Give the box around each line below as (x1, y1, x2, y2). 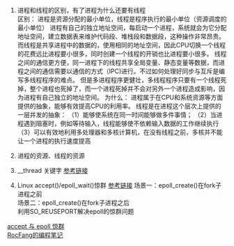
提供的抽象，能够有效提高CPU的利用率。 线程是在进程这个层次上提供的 (17, 102, 221, 110)
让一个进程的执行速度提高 (17, 137, 91, 145)
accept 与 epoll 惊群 (7, 222, 65, 230)
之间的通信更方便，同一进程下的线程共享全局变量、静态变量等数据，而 (17, 59, 219, 66)
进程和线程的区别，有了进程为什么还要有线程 (17, 6, 146, 14)
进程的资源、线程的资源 (17, 152, 85, 160)
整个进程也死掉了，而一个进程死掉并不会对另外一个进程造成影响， (29, 84, 219, 93)
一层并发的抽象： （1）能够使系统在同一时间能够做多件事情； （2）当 (17, 111, 217, 118)
